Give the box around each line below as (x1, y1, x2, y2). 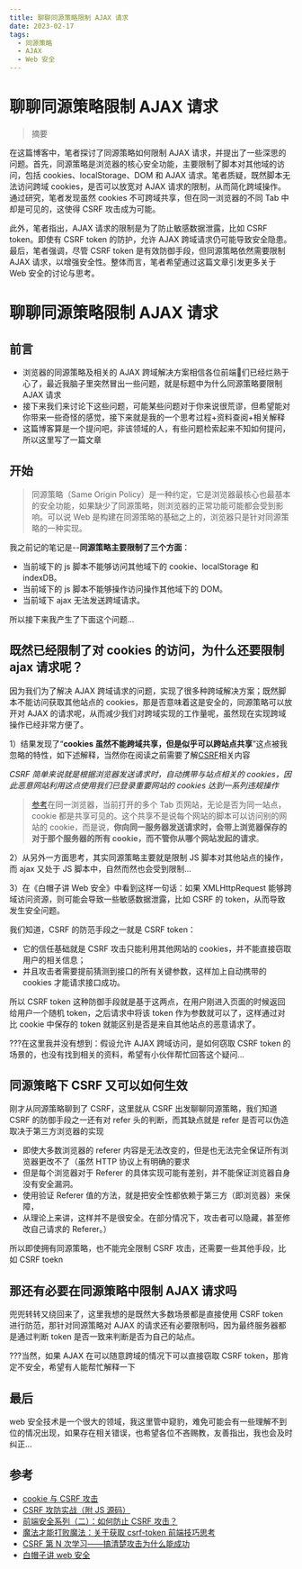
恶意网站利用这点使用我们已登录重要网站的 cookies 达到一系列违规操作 (16, 780, 280, 791)
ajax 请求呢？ (9, 659, 84, 676)
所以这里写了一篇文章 (22, 434, 102, 445)
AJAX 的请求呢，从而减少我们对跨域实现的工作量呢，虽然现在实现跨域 (26, 708, 287, 719)
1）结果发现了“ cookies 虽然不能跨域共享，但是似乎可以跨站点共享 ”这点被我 (9, 738, 288, 748)
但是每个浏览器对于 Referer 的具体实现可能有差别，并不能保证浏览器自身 (22, 1167, 291, 1178)
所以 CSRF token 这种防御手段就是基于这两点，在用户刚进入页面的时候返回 (9, 996, 286, 1007)
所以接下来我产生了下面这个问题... (9, 613, 135, 624)
